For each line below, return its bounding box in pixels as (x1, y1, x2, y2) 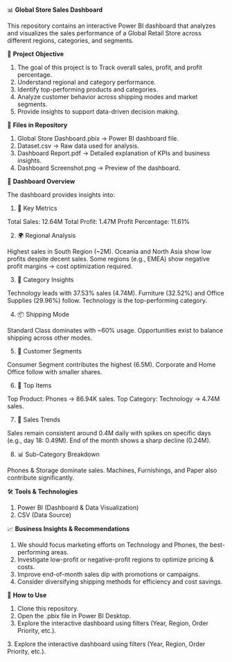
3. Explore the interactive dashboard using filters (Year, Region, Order (7, 640, 206, 648)
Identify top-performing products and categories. (17, 85, 158, 94)
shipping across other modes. (7, 333, 92, 342)
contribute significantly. (7, 473, 75, 482)
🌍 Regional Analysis (17, 232, 76, 239)
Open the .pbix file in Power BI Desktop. (17, 612, 132, 620)
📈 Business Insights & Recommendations (7, 525, 130, 532)
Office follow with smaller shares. (7, 368, 102, 376)
